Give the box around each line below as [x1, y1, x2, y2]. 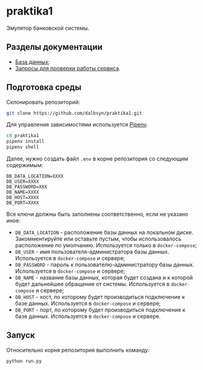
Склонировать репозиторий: [6, 98, 81, 106]
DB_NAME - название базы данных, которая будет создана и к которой [15, 274, 193, 281]
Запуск [6, 330, 35, 341]
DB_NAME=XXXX [6, 190, 39, 196]
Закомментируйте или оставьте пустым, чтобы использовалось [15, 235, 182, 242]
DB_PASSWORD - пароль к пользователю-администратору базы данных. [15, 261, 195, 269]
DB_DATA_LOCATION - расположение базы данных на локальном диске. [15, 229, 194, 236]
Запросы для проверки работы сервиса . [15, 64, 121, 72]
